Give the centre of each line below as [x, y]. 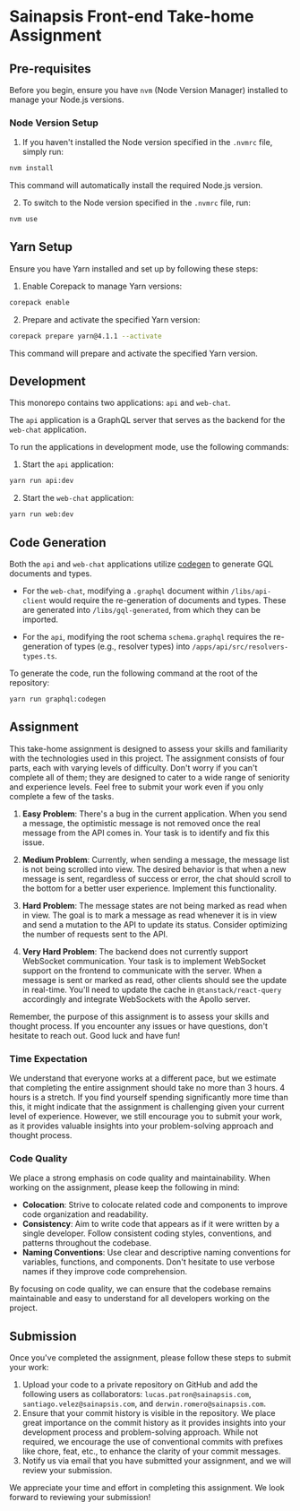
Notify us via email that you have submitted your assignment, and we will [157, 1461]
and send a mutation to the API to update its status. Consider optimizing [155, 924]
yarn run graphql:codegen [57, 699]
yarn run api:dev [42, 481]
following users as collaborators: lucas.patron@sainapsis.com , [137, 1394]
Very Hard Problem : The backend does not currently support [135, 951]
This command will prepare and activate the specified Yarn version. [133, 353]
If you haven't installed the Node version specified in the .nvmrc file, [147, 142]
